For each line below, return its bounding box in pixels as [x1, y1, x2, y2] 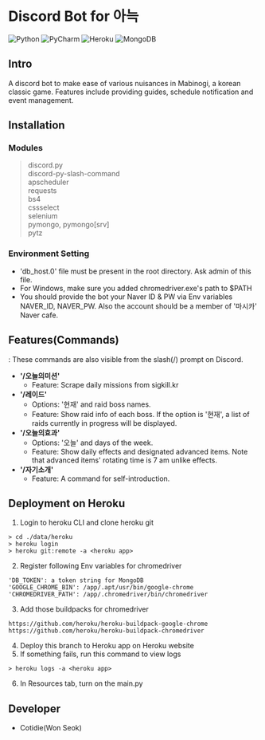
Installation [8, 119, 65, 132]
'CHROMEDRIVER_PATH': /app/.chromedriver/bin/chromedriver [8, 591, 208, 599]
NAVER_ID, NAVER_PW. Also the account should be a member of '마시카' [19, 301, 257, 311]
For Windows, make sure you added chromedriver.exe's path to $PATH [19, 283, 252, 293]
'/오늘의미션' [19, 371, 60, 380]
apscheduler [27, 177, 69, 187]
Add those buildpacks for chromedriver [19, 604, 149, 614]
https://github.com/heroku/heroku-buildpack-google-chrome [8, 620, 208, 628]
